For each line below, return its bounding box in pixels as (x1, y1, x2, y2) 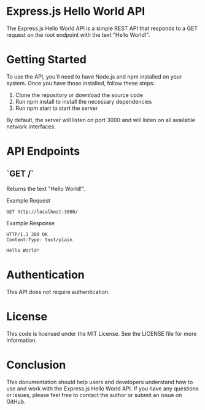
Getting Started (6, 53, 87, 67)
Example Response (6, 219, 55, 226)
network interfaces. (6, 123, 56, 130)
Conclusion (6, 358, 66, 372)
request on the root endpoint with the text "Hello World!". (6, 31, 150, 38)
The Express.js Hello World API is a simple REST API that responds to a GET (6, 25, 198, 32)
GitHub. (6, 398, 26, 405)
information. (6, 336, 37, 344)
